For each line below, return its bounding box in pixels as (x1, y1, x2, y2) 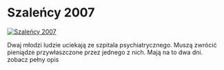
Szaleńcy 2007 (7, 5, 95, 21)
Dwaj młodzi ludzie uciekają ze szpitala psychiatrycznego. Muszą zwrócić (7, 40, 217, 49)
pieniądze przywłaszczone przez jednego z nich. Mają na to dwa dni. (7, 48, 203, 56)
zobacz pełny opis (7, 55, 59, 63)
